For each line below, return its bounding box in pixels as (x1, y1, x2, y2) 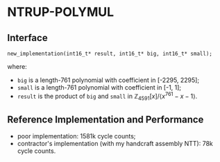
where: (7, 63, 28, 70)
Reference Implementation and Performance (7, 113, 204, 125)
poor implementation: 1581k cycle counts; (17, 132, 136, 140)
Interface (7, 32, 48, 44)
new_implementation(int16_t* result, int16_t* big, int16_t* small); (7, 50, 213, 57)
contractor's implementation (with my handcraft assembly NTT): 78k (17, 140, 213, 148)
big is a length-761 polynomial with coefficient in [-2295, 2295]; (17, 76, 200, 84)
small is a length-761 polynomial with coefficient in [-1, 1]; (17, 83, 182, 91)
